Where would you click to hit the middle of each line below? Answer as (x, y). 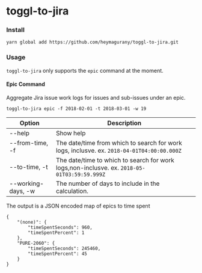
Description (124, 123)
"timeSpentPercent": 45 (57, 254)
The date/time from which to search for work (119, 143)
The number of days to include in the (108, 183)
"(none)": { (32, 222)
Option (30, 123)
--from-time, (29, 143)
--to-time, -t (29, 167)
